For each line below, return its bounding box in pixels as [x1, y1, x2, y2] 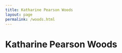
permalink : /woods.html [5, 17, 55, 22]
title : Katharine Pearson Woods [5, 7, 73, 13]
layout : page [5, 12, 33, 17]
